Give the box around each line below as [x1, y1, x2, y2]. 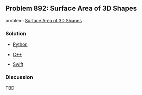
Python [12, 41, 28, 47]
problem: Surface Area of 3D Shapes [5, 17, 82, 23]
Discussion [5, 74, 34, 81]
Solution [5, 30, 27, 37]
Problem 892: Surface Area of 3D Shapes [5, 4, 137, 13]
